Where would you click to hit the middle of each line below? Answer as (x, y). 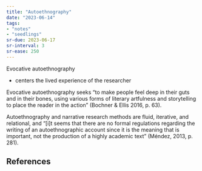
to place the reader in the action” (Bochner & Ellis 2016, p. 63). (84, 105)
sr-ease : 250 (23, 52)
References (29, 162)
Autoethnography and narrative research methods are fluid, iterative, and (98, 116)
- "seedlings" (24, 35)
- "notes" (19, 29)
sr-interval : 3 (25, 46)
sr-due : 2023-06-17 (31, 40)
